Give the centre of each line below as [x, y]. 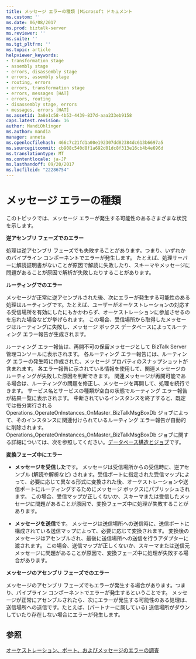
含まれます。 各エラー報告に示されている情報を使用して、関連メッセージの [96, 368]
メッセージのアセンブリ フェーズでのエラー [58, 573]
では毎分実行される [29, 405]
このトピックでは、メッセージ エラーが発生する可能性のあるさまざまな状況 [97, 218]
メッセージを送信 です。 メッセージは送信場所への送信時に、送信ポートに [102, 523]
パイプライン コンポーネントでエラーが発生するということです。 [93, 592]
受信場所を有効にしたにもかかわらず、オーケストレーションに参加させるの [100, 312]
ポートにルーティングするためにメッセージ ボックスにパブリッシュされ [105, 489]
